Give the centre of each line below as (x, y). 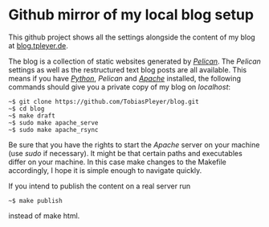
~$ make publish (35, 200)
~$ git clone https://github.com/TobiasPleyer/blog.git (104, 101)
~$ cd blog (26, 109)
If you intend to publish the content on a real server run (100, 186)
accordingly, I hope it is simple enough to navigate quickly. (105, 170)
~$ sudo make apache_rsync (53, 130)
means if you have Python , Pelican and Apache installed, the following (125, 78)
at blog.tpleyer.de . (38, 45)
